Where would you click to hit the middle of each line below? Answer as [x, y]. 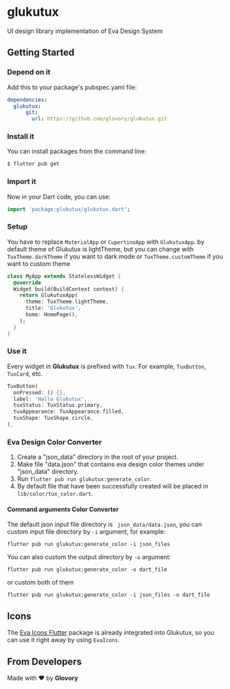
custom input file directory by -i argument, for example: [87, 532]
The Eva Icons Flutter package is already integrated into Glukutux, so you [111, 633]
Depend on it [29, 72]
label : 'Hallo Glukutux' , [50, 399]
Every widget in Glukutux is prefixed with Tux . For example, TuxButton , [107, 366]
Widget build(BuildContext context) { [69, 289]
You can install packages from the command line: [77, 151]
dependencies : [27, 100]
